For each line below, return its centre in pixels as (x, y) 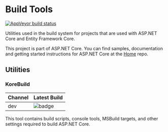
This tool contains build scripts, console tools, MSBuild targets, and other (82, 118)
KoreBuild (18, 84)
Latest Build (48, 97)
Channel (18, 97)
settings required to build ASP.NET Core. (48, 124)
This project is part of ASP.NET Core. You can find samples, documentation (84, 48)
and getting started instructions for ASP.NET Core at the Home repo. (77, 54)
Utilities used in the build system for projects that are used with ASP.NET (81, 33)
